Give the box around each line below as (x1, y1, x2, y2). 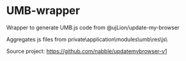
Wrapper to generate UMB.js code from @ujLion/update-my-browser (6, 24, 180, 31)
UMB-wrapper (6, 4, 80, 18)
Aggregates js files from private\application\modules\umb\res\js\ (6, 35, 168, 43)
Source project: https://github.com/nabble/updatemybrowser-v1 (6, 47, 168, 55)
